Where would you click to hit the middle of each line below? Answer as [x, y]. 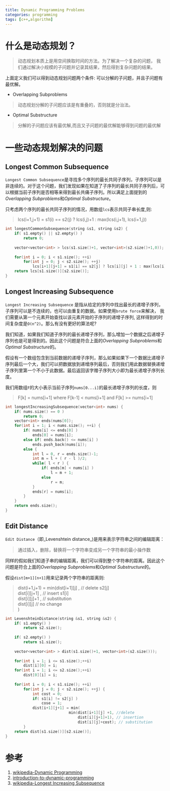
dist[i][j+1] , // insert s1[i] [43, 593]
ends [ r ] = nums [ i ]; [53, 492]
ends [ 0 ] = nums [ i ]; [53, 435]
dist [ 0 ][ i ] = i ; [40, 675]
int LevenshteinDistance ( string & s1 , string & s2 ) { [61, 618]
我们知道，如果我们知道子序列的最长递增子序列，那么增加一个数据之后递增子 [85, 334]
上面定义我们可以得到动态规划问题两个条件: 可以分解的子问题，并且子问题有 [84, 78]
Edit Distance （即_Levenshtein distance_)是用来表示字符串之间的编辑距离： [85, 539]
